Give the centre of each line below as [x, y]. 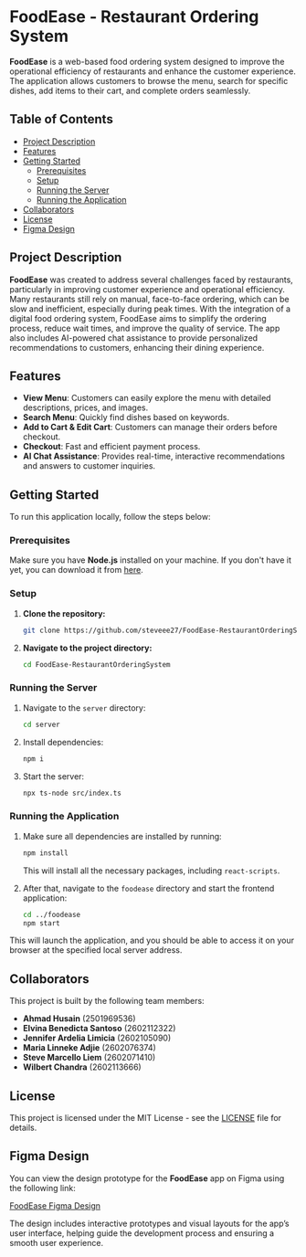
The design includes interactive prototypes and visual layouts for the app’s [149, 1223]
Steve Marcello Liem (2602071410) [89, 1058]
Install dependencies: [63, 742]
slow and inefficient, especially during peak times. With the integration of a [150, 309]
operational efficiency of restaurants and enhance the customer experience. [153, 71]
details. [23, 1127]
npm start [42, 923]
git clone [42, 630]
